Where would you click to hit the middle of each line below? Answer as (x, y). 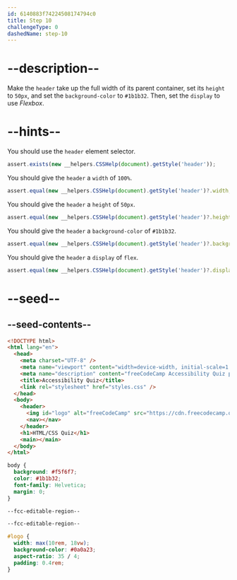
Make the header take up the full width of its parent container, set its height (116, 88)
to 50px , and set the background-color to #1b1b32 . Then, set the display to (114, 95)
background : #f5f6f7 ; (45, 472)
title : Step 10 (30, 21)
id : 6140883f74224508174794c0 (52, 14)
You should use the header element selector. (72, 151)
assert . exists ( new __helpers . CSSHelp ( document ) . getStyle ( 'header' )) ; (112, 164)
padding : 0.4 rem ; (39, 563)
